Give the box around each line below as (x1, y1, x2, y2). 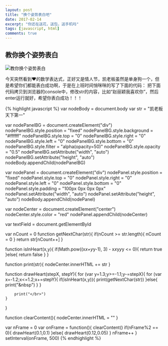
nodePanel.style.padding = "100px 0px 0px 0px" (5, 185, 106, 191)
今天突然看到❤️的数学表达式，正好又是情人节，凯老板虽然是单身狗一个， (5, 76, 155, 82)
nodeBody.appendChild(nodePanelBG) (5, 160, 86, 166)
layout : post (5, 7, 33, 13)
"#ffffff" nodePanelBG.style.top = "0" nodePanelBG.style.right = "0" (5, 132, 146, 139)
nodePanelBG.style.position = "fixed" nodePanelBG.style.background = (5, 127, 153, 133)
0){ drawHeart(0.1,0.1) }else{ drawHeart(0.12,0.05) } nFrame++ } (5, 329, 137, 336)
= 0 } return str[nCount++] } (5, 236, 63, 242)
